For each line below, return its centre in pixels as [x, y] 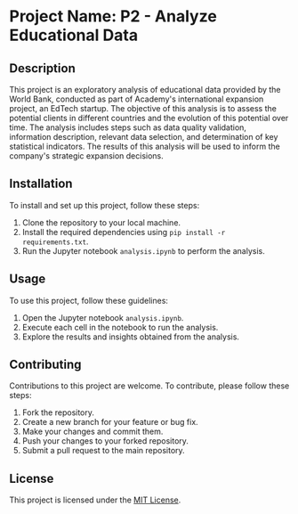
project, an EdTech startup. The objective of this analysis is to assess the [143, 108]
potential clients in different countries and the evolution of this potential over [149, 118]
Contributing [45, 365]
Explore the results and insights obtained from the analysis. [131, 337]
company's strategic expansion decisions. [87, 156]
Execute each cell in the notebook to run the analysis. [120, 327]
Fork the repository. [58, 412]
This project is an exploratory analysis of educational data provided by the [145, 90]
